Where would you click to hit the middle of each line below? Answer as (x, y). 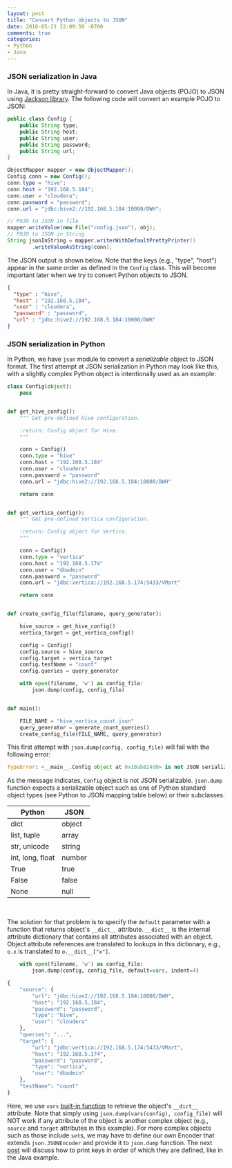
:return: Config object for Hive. (69, 430)
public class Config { (40, 119)
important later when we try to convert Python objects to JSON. (98, 275)
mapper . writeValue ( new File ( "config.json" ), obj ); (81, 228)
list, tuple (25, 835)
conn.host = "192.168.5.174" (61, 563)
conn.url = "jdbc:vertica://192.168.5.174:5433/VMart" (100, 583)
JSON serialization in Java (52, 76)
